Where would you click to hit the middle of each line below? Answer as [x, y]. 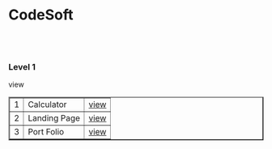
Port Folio [46, 132]
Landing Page [54, 118]
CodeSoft [41, 15]
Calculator [47, 104]
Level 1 [22, 66]
